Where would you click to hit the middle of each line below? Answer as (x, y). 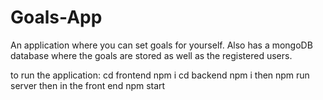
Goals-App (56, 17)
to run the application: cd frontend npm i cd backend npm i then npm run (160, 75)
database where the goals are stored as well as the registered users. (151, 55)
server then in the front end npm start (88, 85)
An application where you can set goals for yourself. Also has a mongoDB (161, 45)
